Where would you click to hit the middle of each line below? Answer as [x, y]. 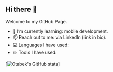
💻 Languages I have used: [40, 45]
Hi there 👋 [21, 9]
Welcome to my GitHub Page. [36, 21]
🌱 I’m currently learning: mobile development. [60, 31]
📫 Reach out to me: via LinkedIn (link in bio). [60, 37]
